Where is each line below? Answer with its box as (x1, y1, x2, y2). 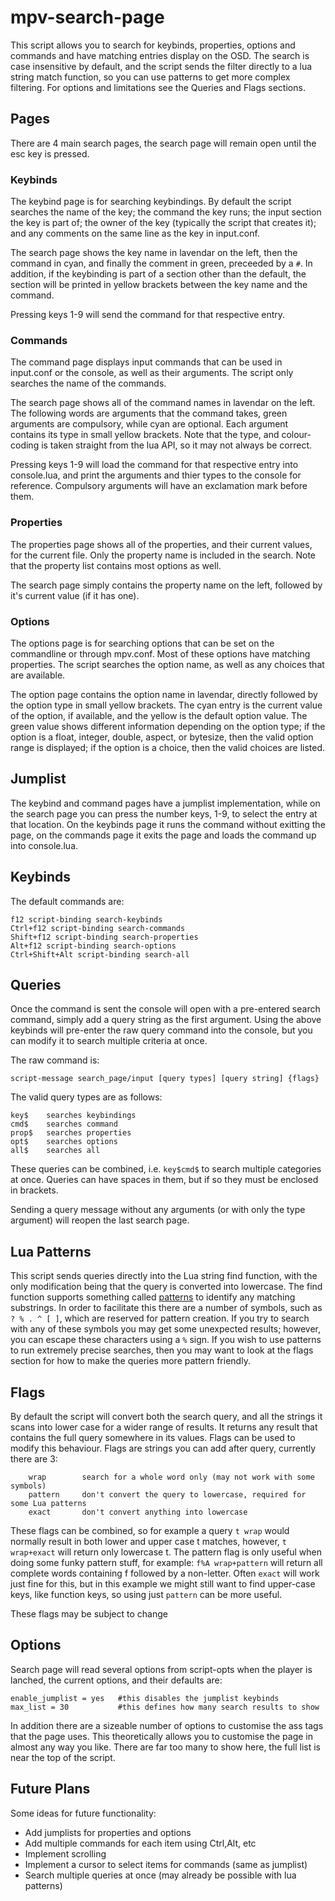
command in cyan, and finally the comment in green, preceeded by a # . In (10, 257, 313, 270)
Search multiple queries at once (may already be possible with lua (24, 1869, 297, 1881)
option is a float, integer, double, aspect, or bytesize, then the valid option (10, 731, 314, 743)
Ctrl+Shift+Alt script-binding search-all (10, 949, 190, 960)
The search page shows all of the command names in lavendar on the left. (10, 397, 316, 409)
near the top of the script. (10, 1751, 116, 1763)
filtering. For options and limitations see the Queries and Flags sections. (10, 81, 306, 93)
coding (10, 439, 40, 451)
